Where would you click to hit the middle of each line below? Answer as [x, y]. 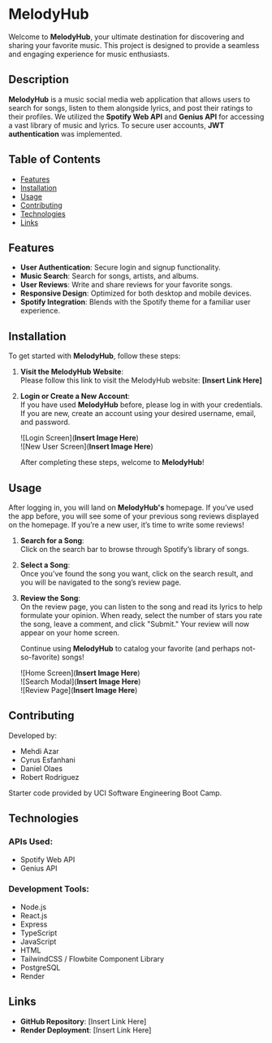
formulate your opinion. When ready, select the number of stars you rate [141, 615]
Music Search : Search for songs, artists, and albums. [109, 276]
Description [39, 79]
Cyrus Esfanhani [47, 760]
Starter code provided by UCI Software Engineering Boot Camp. [115, 793]
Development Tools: [49, 889]
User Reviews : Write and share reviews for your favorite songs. [126, 285]
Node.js [33, 907]
